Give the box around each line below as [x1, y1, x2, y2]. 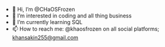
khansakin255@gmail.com [12, 34, 79, 41]
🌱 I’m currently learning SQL [12, 19, 83, 25]
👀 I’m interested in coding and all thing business [12, 12, 132, 19]
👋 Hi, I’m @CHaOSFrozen [12, 6, 75, 13]
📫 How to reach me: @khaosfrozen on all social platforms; [12, 25, 160, 33]
